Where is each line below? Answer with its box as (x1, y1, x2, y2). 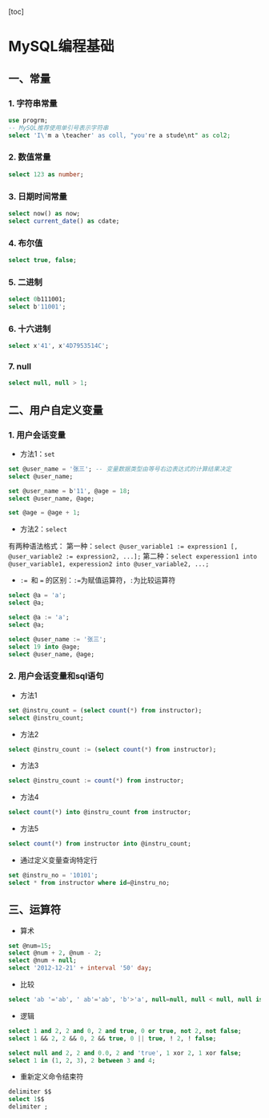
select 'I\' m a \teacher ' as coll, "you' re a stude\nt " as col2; (8, 131, 231, 139)
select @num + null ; (8, 957, 78, 965)
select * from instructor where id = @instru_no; (8, 878, 171, 886)
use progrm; (8, 116, 48, 124)
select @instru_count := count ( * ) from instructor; (8, 777, 184, 785)
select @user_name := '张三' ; (8, 635, 106, 644)
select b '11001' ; (8, 303, 66, 311)
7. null (8, 361, 32, 372)
